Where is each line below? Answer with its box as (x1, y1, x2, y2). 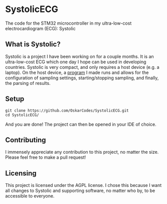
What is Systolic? (5, 40, 61, 49)
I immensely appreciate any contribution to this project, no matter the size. (5, 149, 159, 155)
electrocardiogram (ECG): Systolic (5, 25, 76, 31)
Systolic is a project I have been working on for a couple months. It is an (5, 53, 154, 59)
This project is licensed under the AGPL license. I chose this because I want (5, 182, 162, 188)
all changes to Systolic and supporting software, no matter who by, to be (5, 187, 155, 194)
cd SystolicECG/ (5, 112, 39, 118)
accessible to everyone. (5, 193, 55, 199)
